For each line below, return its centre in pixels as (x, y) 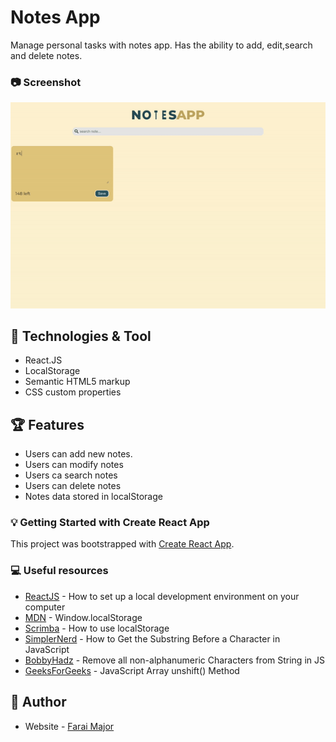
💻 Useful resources (59, 571)
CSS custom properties (73, 392)
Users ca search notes (71, 475)
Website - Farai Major (69, 726)
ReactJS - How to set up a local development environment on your (162, 596)
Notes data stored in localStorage (93, 497)
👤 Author (38, 702)
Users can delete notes (73, 486)
